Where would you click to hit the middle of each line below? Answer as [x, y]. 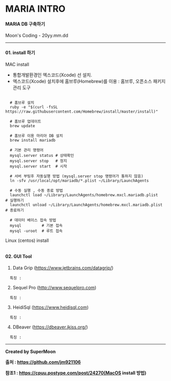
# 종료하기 [15, 210]
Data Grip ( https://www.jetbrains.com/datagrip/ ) [63, 267]
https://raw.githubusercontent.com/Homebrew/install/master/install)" [82, 112]
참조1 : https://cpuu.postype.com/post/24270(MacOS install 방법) [76, 373]
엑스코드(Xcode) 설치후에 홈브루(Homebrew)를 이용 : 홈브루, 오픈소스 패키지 [89, 81]
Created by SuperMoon [31, 351]
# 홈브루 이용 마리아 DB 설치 [36, 135]
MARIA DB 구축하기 [25, 24]
